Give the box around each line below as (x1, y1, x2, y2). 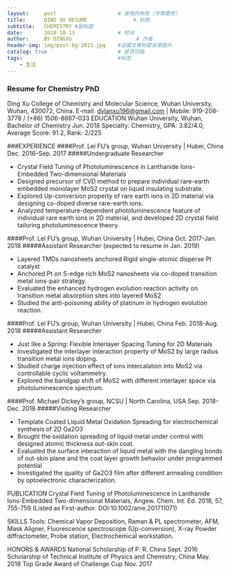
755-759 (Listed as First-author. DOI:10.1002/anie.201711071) (7, 504, 178, 512)
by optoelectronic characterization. (16, 475, 117, 484)
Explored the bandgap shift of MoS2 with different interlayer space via (16, 376, 216, 385)
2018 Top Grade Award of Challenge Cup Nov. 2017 (7, 559, 153, 567)
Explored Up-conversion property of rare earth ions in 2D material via (16, 192, 214, 200)
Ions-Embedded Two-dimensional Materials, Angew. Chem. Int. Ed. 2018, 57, (7, 496, 223, 505)
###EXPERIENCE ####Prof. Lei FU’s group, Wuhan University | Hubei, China (7, 142, 224, 150)
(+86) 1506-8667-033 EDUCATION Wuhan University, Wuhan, (27, 114, 203, 122)
